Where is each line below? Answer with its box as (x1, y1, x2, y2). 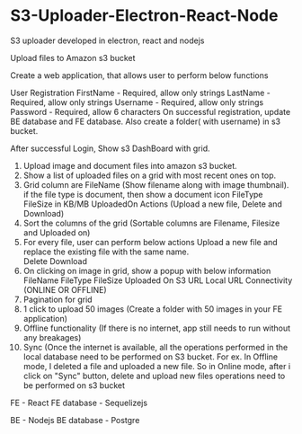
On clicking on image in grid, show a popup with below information (22, 265, 271, 276)
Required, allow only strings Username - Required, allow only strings (10, 96, 264, 108)
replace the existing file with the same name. (22, 246, 190, 257)
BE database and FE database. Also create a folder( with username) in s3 (10, 116, 281, 127)
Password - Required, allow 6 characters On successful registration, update (10, 106, 291, 117)
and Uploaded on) (22, 226, 91, 238)
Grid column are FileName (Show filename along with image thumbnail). (22, 179, 289, 190)
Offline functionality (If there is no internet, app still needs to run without (22, 323, 291, 333)
